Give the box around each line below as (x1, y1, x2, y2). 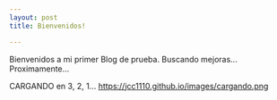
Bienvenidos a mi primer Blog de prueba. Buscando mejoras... (9, 54, 238, 64)
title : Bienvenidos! (9, 21, 87, 30)
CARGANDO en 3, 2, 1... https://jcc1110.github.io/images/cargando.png (9, 80, 269, 91)
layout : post (9, 12, 58, 22)
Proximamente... (9, 63, 70, 74)
